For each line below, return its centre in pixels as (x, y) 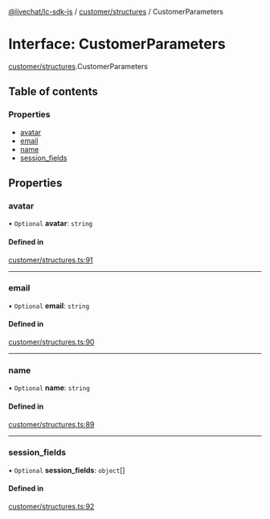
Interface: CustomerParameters (117, 44)
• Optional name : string (49, 388)
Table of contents (53, 92)
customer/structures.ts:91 (51, 260)
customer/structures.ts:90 (51, 342)
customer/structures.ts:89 (51, 424)
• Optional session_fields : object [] (67, 470)
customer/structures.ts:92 (51, 507)
